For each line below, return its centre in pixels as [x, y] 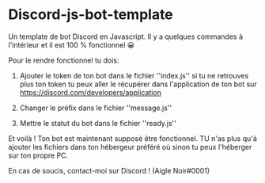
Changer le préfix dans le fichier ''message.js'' [96, 108]
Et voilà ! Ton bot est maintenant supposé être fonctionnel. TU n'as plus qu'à [132, 138]
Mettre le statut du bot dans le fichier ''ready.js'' [98, 123]
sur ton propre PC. [38, 155]
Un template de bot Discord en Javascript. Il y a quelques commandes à [126, 36]
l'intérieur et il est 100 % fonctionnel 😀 [72, 44]
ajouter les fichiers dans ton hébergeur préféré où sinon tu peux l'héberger [130, 147]
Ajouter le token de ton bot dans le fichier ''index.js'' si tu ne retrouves [134, 75]
